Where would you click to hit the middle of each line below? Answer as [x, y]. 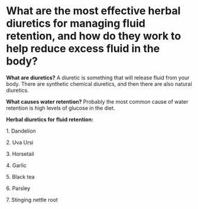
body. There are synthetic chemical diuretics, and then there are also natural [99, 83]
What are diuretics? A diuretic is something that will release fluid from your [98, 78]
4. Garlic [17, 165]
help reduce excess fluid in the [83, 49]
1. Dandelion [21, 131]
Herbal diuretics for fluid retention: [50, 119]
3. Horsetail [20, 154]
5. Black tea [20, 176]
